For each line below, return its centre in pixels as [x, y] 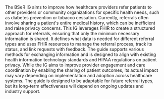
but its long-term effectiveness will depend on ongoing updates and [74, 86]
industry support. [23, 91]
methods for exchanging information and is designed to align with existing [81, 54]
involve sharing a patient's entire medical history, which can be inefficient [80, 23]
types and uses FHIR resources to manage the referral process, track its [79, 44]
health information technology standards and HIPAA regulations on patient [81, 60]
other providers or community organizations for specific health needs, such [82, 12]
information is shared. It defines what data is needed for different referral [80, 39]
